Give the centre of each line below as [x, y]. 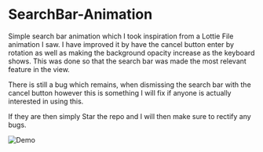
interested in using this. [46, 101]
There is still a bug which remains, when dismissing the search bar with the [130, 85]
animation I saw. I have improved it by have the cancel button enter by [121, 44]
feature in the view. [39, 69]
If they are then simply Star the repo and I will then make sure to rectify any [130, 116]
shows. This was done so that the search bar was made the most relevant [128, 61]
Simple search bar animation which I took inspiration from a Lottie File [121, 36]
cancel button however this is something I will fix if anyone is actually [120, 92]
